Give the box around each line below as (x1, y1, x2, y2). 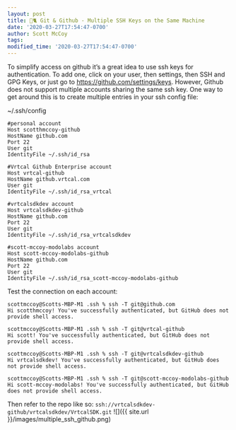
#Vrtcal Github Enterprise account (7, 163, 112, 170)
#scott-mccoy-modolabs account (7, 244, 100, 251)
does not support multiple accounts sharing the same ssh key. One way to (7, 86, 223, 93)
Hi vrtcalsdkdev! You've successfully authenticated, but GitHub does (7, 356, 220, 364)
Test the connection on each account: (7, 287, 118, 296)
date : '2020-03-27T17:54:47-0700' (7, 23, 110, 30)
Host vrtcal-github (7, 170, 65, 177)
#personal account (7, 120, 61, 127)
